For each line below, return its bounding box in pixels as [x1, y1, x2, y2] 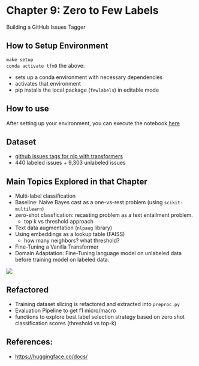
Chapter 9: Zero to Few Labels [6, 4, 159, 17]
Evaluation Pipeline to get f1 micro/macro [14, 307, 116, 314]
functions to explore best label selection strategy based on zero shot [14, 313, 185, 320]
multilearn [14, 206, 43, 213]
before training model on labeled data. [14, 256, 110, 264]
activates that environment [14, 80, 81, 87]
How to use [6, 104, 49, 114]
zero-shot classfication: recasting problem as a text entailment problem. [14, 211, 193, 219]
